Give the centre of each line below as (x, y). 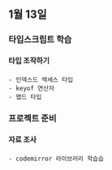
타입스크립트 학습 (40, 40)
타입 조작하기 (29, 60)
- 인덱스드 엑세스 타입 (41, 79)
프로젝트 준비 (32, 118)
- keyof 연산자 (32, 88)
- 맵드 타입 (25, 97)
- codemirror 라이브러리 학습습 (56, 159)
